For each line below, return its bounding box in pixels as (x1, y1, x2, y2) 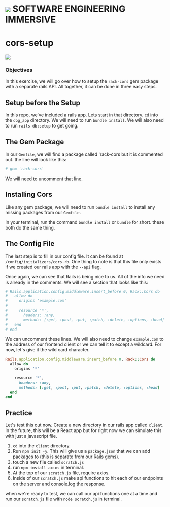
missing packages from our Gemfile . (5, 209, 81, 215)
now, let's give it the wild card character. (5, 347, 90, 353)
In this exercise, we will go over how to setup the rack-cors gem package (5, 78, 159, 84)
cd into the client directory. (12, 443, 71, 449)
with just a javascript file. (5, 433, 57, 439)
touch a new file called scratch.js (12, 459, 84, 465)
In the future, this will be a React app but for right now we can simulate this (5, 427, 162, 434)
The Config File (5, 239, 55, 248)
